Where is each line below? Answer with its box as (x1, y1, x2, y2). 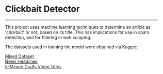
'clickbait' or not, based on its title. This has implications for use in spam (5, 29, 149, 35)
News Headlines (5, 58, 38, 64)
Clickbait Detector (5, 3, 80, 15)
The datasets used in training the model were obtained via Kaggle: (5, 44, 138, 50)
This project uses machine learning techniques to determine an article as (5, 24, 151, 30)
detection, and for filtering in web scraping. (5, 34, 92, 40)
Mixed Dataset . (5, 53, 35, 59)
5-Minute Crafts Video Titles (5, 63, 62, 69)
